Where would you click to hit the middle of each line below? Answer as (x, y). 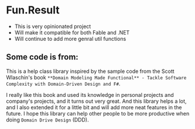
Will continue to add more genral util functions (70, 39)
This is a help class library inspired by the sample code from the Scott (90, 71)
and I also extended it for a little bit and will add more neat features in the (94, 107)
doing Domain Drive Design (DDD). (47, 120)
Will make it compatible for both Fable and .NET (72, 32)
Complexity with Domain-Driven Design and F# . (63, 83)
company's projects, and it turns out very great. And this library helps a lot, (96, 101)
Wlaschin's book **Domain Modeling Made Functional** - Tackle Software (96, 77)
